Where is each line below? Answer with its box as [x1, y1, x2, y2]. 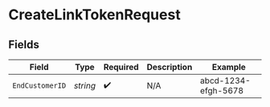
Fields [8, 38, 40, 51]
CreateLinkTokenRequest [8, 6, 181, 24]
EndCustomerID [12, 81, 67, 90]
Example [211, 62, 247, 72]
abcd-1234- [199, 75, 251, 86]
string [73, 80, 96, 91]
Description [146, 62, 193, 72]
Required [103, 62, 139, 72]
